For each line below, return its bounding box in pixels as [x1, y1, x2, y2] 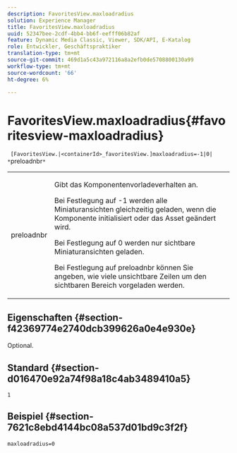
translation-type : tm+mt [7, 50, 80, 57]
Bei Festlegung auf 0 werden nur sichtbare [54, 238, 195, 248]
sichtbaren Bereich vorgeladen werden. [54, 280, 185, 290]
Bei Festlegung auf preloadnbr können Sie [54, 262, 194, 272]
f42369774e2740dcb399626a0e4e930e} [7, 322, 196, 334]
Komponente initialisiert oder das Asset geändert [54, 213, 217, 223]
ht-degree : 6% [7, 75, 49, 83]
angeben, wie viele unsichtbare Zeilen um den [54, 272, 207, 282]
